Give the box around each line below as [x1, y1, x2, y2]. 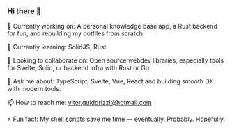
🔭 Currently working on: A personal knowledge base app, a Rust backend [7, 22, 218, 31]
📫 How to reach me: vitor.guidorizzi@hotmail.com [7, 99, 152, 107]
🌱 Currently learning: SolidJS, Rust [7, 43, 107, 51]
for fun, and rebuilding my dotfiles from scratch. [7, 29, 145, 38]
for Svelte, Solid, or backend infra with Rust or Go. [7, 64, 151, 72]
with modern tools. [7, 85, 61, 93]
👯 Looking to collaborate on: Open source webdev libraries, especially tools [7, 56, 224, 65]
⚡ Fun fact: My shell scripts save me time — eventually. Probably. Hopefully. [7, 115, 225, 124]
